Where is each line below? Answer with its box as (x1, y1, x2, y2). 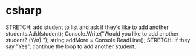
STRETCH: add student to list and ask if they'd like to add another (5, 23, 169, 31)
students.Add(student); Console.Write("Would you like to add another (5, 30, 179, 37)
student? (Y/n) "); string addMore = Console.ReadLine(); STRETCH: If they (5, 36, 191, 43)
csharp (5, 4, 42, 17)
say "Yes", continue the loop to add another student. (5, 43, 136, 50)
